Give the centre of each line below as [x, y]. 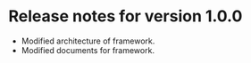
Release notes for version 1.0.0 [125, 16]
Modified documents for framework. [88, 50]
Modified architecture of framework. [88, 41]
